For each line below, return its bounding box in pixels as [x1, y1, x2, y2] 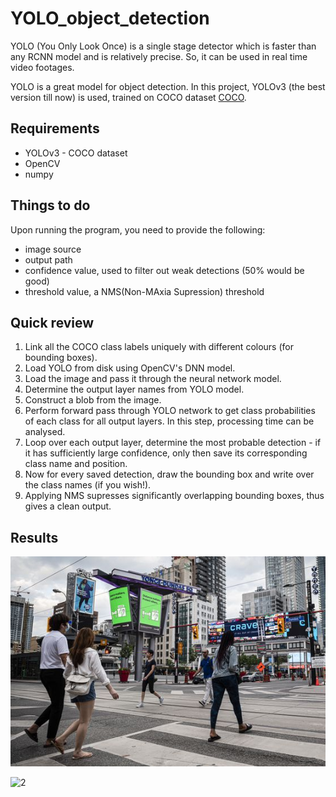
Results [10, 529, 59, 546]
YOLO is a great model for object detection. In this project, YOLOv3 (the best [10, 80, 326, 92]
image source [24, 243, 82, 255]
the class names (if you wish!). [24, 479, 152, 491]
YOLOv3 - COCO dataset [24, 147, 128, 159]
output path [24, 253, 73, 266]
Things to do [10, 197, 91, 214]
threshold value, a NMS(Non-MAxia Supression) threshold [24, 285, 265, 297]
